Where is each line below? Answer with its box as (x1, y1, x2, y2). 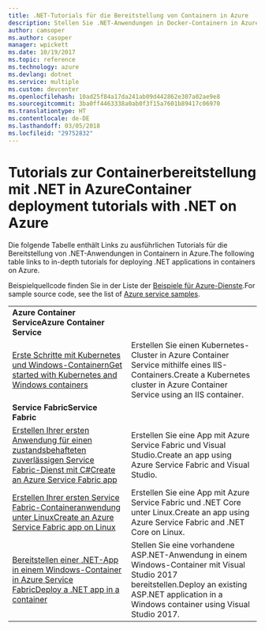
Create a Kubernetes (173, 369, 251, 380)
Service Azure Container (12, 317, 105, 328)
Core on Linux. (131, 526, 185, 537)
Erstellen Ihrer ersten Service (12, 491, 120, 503)
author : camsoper (8, 26, 65, 34)
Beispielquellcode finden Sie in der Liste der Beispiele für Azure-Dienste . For (8, 280, 256, 290)
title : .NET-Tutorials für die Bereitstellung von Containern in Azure (8, 11, 248, 20)
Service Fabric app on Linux (12, 522, 116, 533)
